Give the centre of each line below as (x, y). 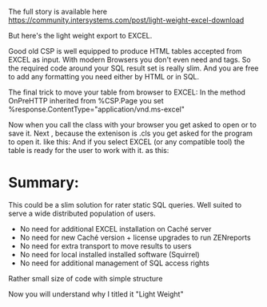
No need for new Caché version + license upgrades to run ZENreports (135, 237)
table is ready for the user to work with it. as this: (89, 150)
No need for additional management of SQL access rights (114, 263)
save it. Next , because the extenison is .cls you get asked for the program (131, 133)
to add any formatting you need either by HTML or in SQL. (104, 77)
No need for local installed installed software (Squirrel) (110, 254)
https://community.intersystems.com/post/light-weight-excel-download (126, 20)
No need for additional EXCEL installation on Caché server (116, 228)
